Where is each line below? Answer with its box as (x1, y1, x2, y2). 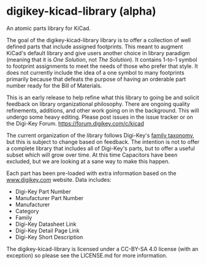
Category (15, 207, 39, 215)
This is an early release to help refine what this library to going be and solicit (6, 94, 199, 101)
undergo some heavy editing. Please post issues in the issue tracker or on (6, 113, 193, 121)
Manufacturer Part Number (15, 194, 84, 201)
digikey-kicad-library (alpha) (6, 4, 156, 18)
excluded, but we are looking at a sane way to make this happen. (6, 157, 170, 165)
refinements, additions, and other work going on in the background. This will (6, 106, 199, 114)
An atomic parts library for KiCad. (6, 24, 91, 32)
